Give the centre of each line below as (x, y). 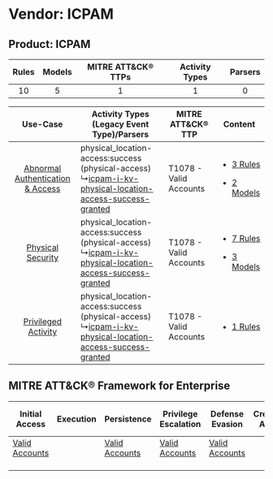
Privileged (43, 321)
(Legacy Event (121, 124)
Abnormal (43, 168)
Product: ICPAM (50, 44)
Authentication (43, 178)
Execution (76, 419)
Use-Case (42, 124)
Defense (227, 413)
